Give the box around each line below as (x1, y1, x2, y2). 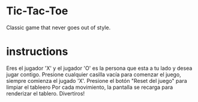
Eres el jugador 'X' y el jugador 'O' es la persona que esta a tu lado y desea (6, 64, 193, 72)
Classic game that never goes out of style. (6, 24, 111, 31)
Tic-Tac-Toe (6, 4, 68, 18)
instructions (6, 45, 68, 58)
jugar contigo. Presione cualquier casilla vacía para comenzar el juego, (6, 70, 181, 78)
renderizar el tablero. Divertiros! (6, 89, 85, 97)
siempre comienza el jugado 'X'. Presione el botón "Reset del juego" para (6, 77, 187, 84)
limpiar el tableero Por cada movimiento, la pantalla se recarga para (6, 84, 173, 91)
